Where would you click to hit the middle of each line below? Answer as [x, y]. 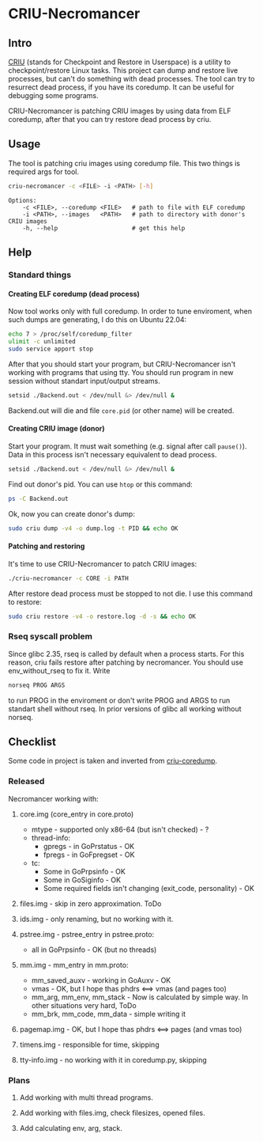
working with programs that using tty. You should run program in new [121, 372]
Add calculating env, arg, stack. [71, 1128]
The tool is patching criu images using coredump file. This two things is [124, 163]
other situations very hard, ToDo [84, 1005]
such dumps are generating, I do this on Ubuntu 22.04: [98, 320]
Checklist [32, 742]
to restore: [25, 601]
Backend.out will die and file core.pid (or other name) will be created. [121, 410]
